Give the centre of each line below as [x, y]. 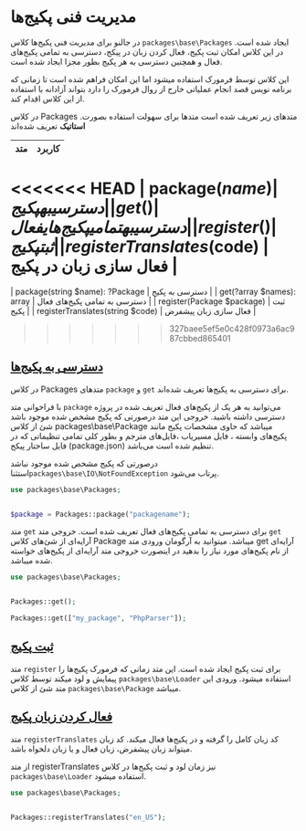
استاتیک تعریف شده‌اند [48, 126]
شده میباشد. [32, 561]
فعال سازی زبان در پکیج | [94, 266]
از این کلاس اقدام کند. [47, 99]
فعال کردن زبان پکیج [62, 717]
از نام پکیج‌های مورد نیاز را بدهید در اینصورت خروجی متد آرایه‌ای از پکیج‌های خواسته [149, 551]
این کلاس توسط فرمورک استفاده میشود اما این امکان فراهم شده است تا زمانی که [150, 79]
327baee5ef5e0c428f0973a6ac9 [232, 328]
